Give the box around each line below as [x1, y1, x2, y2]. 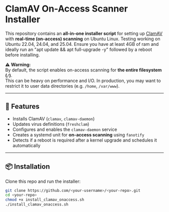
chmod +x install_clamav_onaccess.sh [5, 197, 84, 202]
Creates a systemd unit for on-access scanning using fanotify [12, 131, 144, 137]
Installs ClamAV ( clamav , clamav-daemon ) [12, 115, 95, 121]
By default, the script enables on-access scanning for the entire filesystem [5, 66, 162, 73]
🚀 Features [5, 102, 40, 111]
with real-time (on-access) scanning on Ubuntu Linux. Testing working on [5, 36, 160, 42]
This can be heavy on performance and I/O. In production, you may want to [5, 78, 161, 84]
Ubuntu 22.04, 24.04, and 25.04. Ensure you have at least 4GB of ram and [5, 41, 159, 47]
